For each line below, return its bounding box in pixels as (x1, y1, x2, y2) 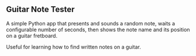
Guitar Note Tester (6, 5, 75, 14)
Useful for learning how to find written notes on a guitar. (6, 43, 142, 50)
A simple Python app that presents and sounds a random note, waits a (6, 20, 176, 27)
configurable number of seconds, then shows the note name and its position (6, 26, 190, 33)
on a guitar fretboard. (6, 32, 57, 39)
